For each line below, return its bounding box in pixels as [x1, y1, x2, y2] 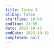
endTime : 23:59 [5, 21, 38, 26]
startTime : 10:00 [5, 16, 42, 21]
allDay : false [5, 12, 36, 17]
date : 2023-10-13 [5, 26, 42, 31]
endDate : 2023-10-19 [5, 30, 49, 35]
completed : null [5, 35, 40, 40]
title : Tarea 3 [5, 7, 38, 12]
